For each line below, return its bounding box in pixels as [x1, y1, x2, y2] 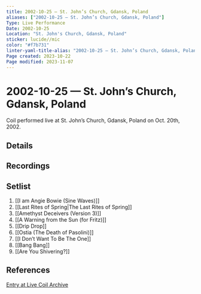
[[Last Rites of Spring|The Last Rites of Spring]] [14, 204, 132, 211]
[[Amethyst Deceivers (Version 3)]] [14, 210, 102, 217]
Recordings [6, 161, 50, 171]
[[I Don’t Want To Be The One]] [14, 235, 92, 243]
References [6, 265, 50, 275]
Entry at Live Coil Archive [6, 281, 69, 288]
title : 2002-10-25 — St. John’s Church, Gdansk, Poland [6, 8, 148, 15]
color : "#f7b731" [6, 42, 50, 48]
